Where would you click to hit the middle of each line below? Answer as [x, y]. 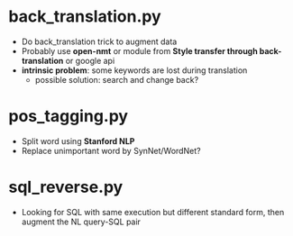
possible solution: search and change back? [117, 79]
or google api [90, 60]
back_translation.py [85, 17]
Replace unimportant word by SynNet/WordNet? [111, 150]
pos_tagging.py [68, 117]
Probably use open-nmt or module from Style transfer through [139, 50]
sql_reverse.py [66, 187]
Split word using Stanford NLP [78, 141]
